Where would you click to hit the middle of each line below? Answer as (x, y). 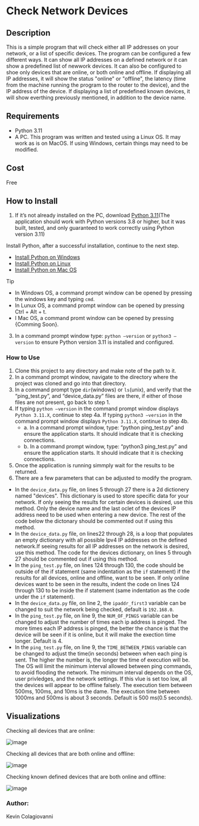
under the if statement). (45, 596)
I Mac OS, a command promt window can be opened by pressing (94, 318)
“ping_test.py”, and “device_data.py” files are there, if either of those (98, 395)
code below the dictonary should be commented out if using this (94, 521)
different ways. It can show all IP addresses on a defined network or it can (97, 60)
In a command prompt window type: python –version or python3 (93, 336)
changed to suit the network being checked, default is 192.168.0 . (94, 609)
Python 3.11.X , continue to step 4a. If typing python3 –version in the (98, 414)
